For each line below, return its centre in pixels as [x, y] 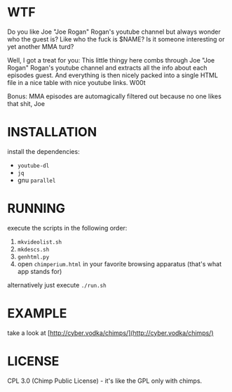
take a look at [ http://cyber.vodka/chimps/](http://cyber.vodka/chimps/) [110, 333]
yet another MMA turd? [41, 46]
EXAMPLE [37, 313]
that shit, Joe [26, 103]
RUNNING [36, 209]
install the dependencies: [43, 151]
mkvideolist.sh [40, 242]
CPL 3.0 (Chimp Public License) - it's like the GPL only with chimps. [105, 381]
